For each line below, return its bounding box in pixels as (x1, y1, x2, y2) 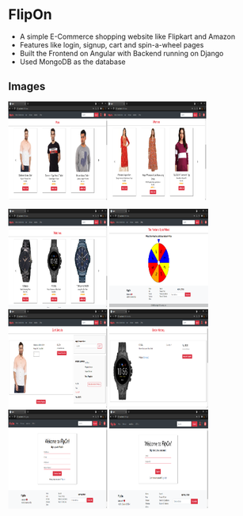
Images (8, 80, 46, 93)
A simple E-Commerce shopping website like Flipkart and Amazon (19, 32, 236, 41)
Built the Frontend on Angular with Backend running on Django (19, 48, 224, 58)
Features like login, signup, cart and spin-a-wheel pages (19, 40, 204, 49)
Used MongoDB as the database (19, 57, 126, 66)
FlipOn (8, 6, 53, 24)
